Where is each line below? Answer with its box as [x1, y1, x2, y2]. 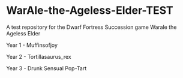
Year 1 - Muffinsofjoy [6, 41, 58, 49]
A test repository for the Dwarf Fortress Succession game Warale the [6, 23, 177, 31]
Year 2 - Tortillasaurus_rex [6, 53, 71, 60]
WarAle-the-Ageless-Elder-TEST [6, 4, 173, 17]
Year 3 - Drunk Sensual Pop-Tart [6, 64, 87, 72]
